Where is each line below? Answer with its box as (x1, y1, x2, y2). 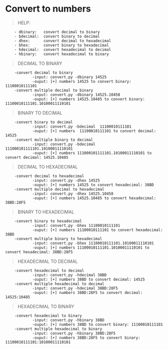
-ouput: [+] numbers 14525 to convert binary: (32, 79, 132, 84)
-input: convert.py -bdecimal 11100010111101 (32, 124, 132, 129)
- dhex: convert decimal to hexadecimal (14, 38, 112, 43)
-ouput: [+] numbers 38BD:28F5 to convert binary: (32, 335, 141, 340)
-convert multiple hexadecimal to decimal (14, 281, 105, 286)
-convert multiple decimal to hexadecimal (14, 187, 105, 192)
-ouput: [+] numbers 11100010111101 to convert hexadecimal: (32, 227, 163, 232)
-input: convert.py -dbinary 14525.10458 (32, 92, 121, 97)
